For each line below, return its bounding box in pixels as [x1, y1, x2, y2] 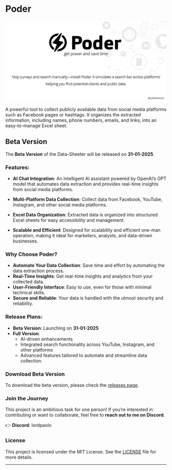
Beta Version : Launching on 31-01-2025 [12, 325, 99, 331]
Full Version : [12, 330, 40, 336]
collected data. [12, 279, 45, 285]
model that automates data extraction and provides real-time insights [12, 181, 159, 187]
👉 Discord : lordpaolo [5, 422, 52, 428]
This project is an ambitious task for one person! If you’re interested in [5, 406, 154, 413]
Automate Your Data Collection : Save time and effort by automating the [12, 262, 165, 269]
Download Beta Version [5, 370, 65, 377]
